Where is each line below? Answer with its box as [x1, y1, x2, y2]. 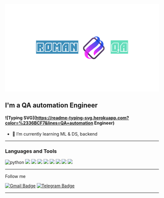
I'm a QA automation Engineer [5, 101, 98, 110]
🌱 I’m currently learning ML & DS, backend [12, 131, 98, 137]
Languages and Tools [5, 148, 57, 155]
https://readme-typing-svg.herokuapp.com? [36, 115, 129, 120]
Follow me [5, 173, 26, 179]
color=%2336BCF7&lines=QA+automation [5, 120, 94, 126]
